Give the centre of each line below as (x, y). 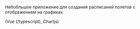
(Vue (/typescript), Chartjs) (32, 22)
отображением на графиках (34, 12)
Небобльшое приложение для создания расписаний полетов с (70, 7)
